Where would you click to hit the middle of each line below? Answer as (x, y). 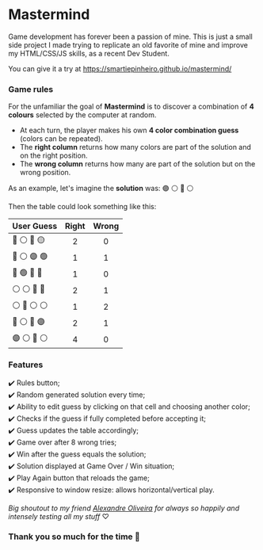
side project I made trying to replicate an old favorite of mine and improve (128, 44)
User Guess (35, 226)
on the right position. (53, 155)
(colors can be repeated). (61, 139)
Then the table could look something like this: (82, 207)
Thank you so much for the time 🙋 (74, 537)
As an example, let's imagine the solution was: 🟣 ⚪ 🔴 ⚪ (101, 189)
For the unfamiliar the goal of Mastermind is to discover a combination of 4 (131, 107)
